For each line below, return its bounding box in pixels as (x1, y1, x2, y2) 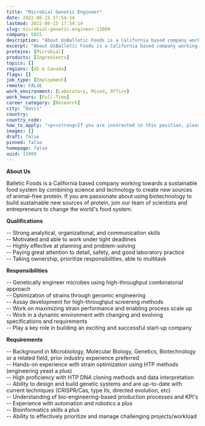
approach (6, 285, 31, 292)
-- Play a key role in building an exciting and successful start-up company (6, 324, 192, 331)
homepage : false (6, 145, 48, 151)
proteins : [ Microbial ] (6, 49, 64, 55)
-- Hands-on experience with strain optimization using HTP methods (6, 361, 179, 368)
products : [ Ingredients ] (6, 54, 70, 60)
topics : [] (6, 60, 34, 66)
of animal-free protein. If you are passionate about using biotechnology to (6, 192, 192, 200)
